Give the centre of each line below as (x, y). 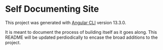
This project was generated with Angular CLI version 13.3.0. (66, 23)
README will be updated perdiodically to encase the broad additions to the (81, 37)
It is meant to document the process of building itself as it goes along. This (81, 32)
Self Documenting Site (52, 9)
